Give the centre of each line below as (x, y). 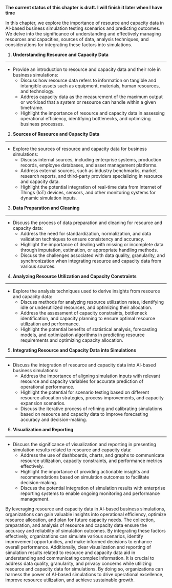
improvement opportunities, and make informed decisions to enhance (79, 541)
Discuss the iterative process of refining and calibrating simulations (91, 409)
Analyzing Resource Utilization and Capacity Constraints (74, 276)
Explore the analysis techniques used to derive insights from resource (86, 291)
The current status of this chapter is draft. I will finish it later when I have (84, 7)
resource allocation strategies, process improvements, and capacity (92, 398)
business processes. (42, 124)
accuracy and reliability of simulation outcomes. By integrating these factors (86, 531)
